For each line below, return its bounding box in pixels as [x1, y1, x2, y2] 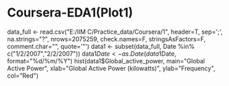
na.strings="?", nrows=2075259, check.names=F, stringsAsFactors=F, [7, 34, 206, 43]
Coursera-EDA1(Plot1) [7, 5, 134, 21]
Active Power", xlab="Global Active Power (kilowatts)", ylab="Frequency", [7, 64, 216, 72]
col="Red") [7, 71, 39, 80]
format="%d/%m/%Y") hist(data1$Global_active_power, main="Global [7, 56, 206, 65]
